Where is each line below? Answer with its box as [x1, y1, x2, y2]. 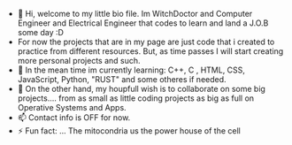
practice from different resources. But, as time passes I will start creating [17, 46, 284, 57]
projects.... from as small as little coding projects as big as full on [17, 93, 255, 103]
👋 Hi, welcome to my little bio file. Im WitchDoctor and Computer [17, 9, 253, 19]
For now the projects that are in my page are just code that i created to [17, 36, 275, 47]
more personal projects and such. [17, 56, 141, 65]
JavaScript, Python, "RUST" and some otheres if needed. [17, 74, 227, 84]
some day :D [17, 27, 65, 37]
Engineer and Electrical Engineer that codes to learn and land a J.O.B [17, 18, 269, 28]
